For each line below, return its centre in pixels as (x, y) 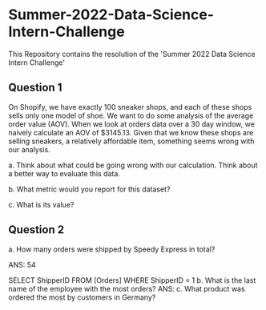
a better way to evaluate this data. (64, 173)
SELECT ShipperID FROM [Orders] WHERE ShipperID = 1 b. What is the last (132, 280)
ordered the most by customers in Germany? (82, 297)
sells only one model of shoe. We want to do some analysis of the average (131, 115)
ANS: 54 (22, 264)
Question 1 (35, 88)
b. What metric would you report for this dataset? (89, 189)
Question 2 (36, 230)
